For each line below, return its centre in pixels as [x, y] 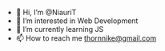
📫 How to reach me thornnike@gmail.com [86, 38]
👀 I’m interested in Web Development [77, 21]
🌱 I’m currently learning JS [60, 29]
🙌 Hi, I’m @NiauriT [46, 12]
